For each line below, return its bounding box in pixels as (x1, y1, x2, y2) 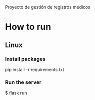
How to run (5, 22, 51, 32)
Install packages (5, 55, 46, 62)
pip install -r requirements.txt (5, 66, 64, 73)
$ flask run (5, 90, 27, 96)
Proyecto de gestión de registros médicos (5, 4, 91, 10)
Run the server (5, 78, 42, 85)
